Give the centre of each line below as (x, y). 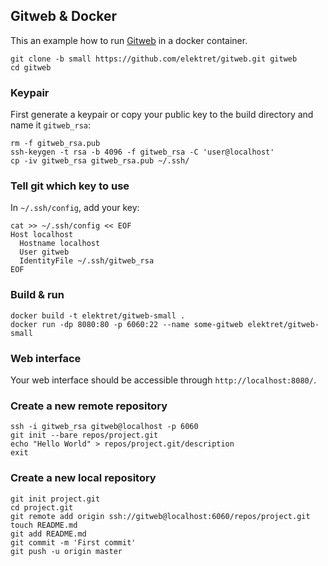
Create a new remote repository (89, 406)
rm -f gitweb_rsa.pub (55, 144)
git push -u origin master (66, 551)
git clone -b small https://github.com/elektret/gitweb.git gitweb (154, 59)
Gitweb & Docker (64, 16)
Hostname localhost (60, 244)
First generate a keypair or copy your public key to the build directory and (162, 115)
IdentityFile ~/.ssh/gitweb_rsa (87, 261)
